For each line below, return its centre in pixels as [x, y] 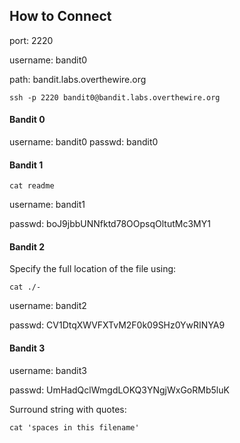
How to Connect [60, 16]
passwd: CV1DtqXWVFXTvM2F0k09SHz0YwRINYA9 [117, 325]
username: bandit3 [48, 370]
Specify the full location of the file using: [93, 269]
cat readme [32, 186]
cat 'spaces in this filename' [74, 427]
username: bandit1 [47, 205]
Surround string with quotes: [68, 409]
